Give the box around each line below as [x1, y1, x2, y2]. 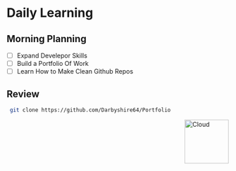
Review [6, 88, 40, 100]
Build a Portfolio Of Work [16, 60, 89, 68]
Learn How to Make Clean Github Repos [16, 67, 134, 76]
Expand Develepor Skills [16, 51, 87, 60]
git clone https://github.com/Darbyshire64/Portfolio [9, 107, 171, 114]
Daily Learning [6, 5, 94, 21]
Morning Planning [6, 33, 87, 45]
